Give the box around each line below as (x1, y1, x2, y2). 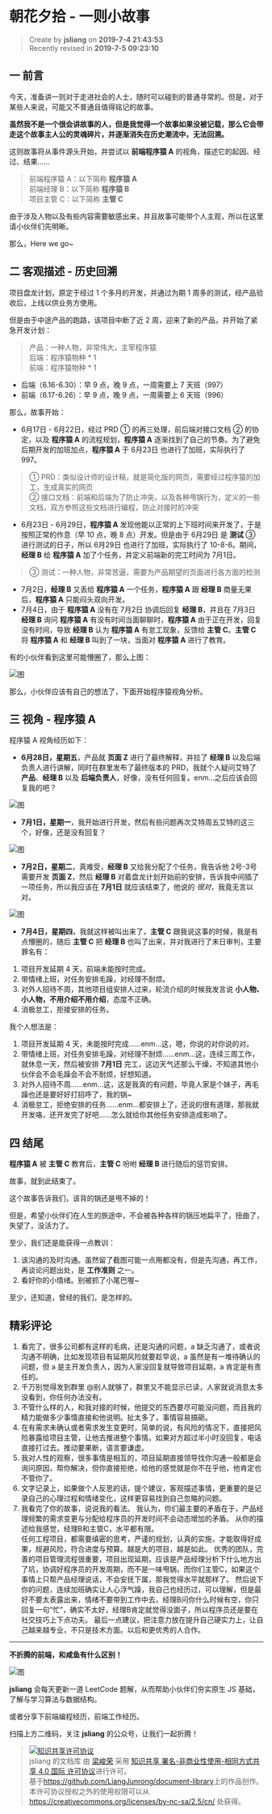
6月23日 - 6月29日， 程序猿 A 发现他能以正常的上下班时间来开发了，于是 (20, 519, 262, 529)
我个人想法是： (9, 1022, 59, 1032)
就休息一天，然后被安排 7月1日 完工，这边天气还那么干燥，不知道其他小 (20, 1059, 259, 1069)
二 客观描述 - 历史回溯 (9, 265, 118, 279)
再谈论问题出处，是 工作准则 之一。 (20, 1265, 139, 1275)
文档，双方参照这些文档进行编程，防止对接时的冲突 (28, 502, 199, 512)
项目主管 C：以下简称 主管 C (28, 194, 123, 203)
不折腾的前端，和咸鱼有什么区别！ (9, 1650, 123, 1659)
